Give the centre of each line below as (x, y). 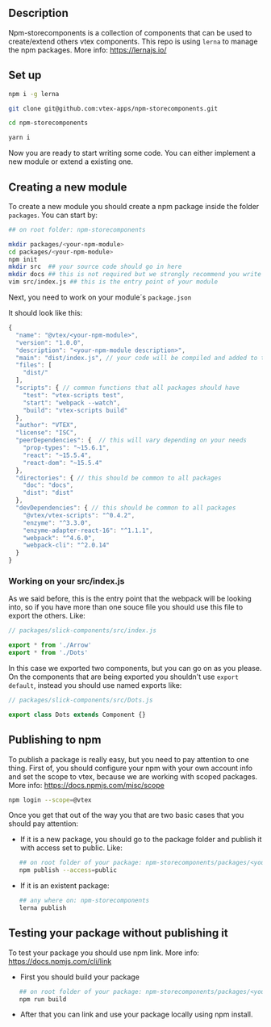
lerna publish (43, 908)
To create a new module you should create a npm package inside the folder (134, 206)
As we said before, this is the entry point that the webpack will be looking (130, 599)
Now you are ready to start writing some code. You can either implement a (132, 153)
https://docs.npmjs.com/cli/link (60, 961)
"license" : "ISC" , (47, 433)
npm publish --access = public (68, 870)
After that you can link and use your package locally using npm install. (136, 1014)
